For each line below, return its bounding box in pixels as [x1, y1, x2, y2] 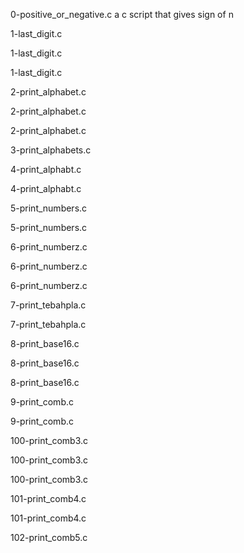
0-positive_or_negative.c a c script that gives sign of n [10, 9, 234, 20]
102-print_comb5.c [10, 532, 88, 543]
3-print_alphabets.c [10, 144, 92, 156]
